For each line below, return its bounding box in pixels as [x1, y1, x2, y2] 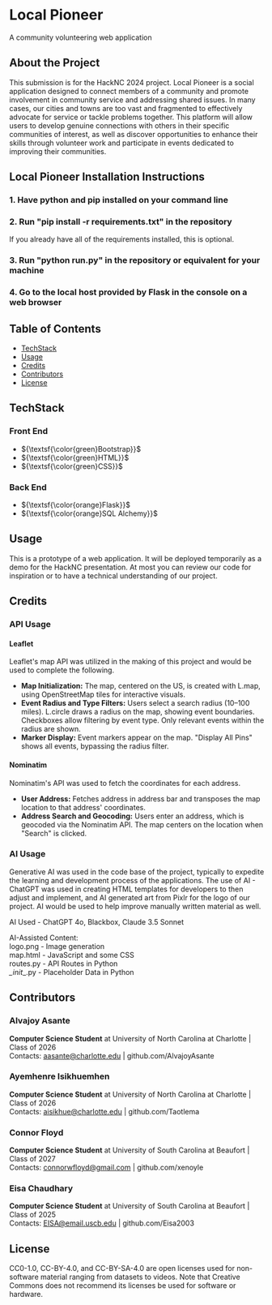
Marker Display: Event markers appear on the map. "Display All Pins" [20, 732, 253, 743]
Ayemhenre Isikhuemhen [9, 1071, 110, 1082]
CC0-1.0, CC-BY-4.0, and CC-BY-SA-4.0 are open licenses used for [9, 1264, 236, 1273]
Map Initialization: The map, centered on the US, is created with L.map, [20, 681, 261, 691]
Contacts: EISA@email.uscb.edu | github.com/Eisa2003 [9, 1218, 195, 1228]
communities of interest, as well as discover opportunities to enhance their [9, 129, 258, 139]
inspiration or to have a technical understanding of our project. [9, 570, 218, 581]
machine [9, 265, 45, 277]
